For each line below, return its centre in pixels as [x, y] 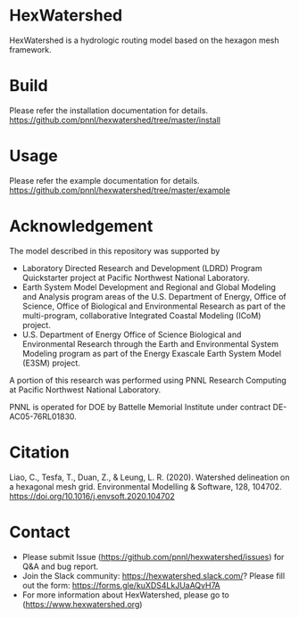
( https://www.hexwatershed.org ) [82, 604]
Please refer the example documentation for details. [104, 180]
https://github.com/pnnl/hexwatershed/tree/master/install [115, 119]
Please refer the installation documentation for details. [108, 110]
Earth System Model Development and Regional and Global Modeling [149, 287]
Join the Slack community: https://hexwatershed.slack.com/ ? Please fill [154, 575]
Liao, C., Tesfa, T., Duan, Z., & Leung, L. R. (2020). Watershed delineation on [149, 477]
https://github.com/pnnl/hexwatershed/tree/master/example [120, 190]
